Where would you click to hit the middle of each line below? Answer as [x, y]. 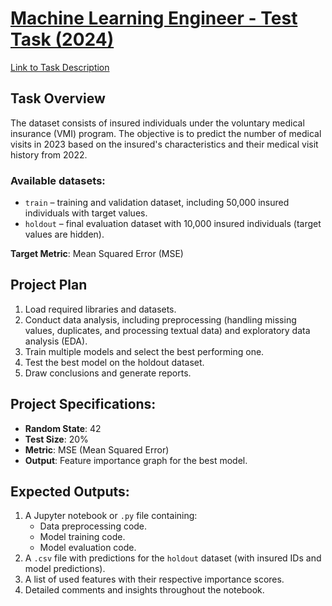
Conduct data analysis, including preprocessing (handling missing [160, 319]
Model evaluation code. [88, 548]
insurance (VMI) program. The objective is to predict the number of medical [166, 133]
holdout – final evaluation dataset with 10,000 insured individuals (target [173, 224]
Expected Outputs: [70, 492]
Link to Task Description [60, 67]
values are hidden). [64, 234]
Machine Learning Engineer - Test [154, 18]
